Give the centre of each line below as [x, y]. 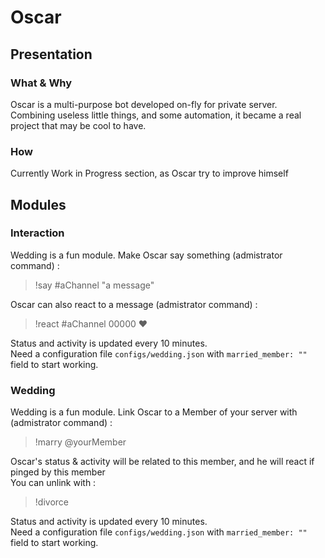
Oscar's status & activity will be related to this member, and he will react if [162, 462]
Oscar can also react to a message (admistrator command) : [134, 304]
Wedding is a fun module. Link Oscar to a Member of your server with [154, 412]
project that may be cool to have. [78, 125]
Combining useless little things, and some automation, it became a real [156, 115]
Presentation [51, 54]
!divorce [51, 502]
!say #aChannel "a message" [94, 285]
